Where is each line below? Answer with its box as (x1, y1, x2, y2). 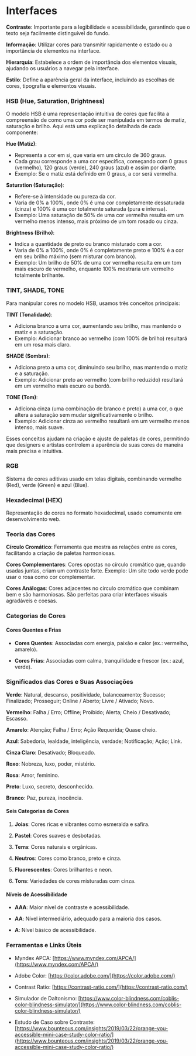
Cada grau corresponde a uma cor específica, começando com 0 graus (14, 158, 188, 165)
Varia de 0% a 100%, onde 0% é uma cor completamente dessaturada (14, 199, 185, 206)
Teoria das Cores (6, 530, 56, 539)
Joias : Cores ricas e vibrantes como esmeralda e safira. (14, 821, 150, 828)
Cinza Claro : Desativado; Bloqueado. (6, 749, 95, 756)
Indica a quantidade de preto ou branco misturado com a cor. (14, 241, 163, 248)
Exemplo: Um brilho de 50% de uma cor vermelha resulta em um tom (14, 259, 181, 266)
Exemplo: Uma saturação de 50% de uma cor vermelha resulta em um (14, 212, 184, 219)
